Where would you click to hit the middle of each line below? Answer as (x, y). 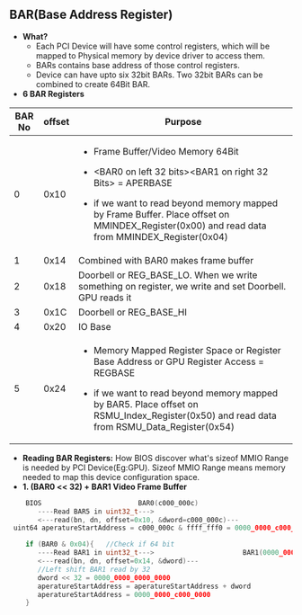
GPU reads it (105, 298)
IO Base (94, 326)
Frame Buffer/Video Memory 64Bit (166, 151)
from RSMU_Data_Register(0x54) (164, 426)
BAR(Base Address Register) (91, 15)
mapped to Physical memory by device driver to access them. (150, 55)
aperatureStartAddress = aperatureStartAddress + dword (144, 586)
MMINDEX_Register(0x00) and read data (180, 226)
